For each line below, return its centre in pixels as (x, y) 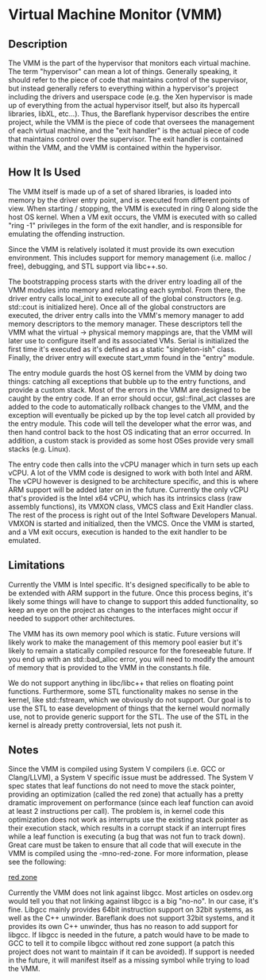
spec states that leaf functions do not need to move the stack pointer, (122, 786)
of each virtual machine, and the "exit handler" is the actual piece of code (129, 130)
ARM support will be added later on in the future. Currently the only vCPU (128, 490)
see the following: (37, 862)
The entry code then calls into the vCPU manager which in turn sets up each (133, 464)
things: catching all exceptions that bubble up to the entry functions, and (127, 381)
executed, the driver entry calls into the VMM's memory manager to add (126, 315)
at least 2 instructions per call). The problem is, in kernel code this (116, 812)
